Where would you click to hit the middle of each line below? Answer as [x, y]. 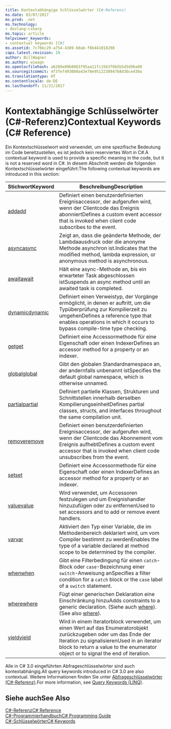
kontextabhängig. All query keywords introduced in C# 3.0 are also [75, 671]
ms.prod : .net [20, 19]
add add [17, 211]
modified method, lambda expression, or [108, 254]
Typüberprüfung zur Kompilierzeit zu [103, 309]
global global [23, 374]
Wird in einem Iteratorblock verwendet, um [110, 621]
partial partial [23, 404]
